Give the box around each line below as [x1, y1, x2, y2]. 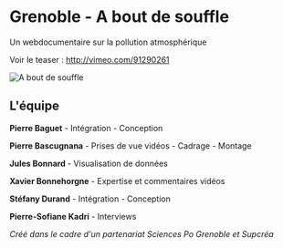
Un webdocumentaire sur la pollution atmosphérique [9, 36, 207, 47]
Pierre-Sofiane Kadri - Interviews [9, 211, 137, 222]
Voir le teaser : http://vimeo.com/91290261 [9, 54, 171, 65]
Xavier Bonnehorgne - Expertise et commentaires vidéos [9, 175, 225, 186]
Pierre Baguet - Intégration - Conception [9, 122, 163, 133]
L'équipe [9, 98, 59, 114]
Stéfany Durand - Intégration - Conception [9, 193, 172, 204]
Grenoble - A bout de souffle [9, 6, 230, 27]
